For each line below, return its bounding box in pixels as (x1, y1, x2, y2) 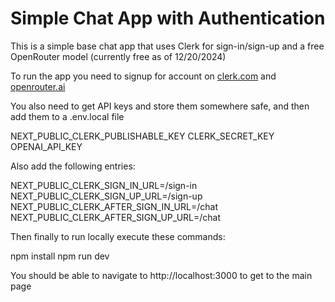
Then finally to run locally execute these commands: (10, 230, 226, 242)
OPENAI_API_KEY (10, 140, 83, 152)
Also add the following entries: (10, 160, 136, 172)
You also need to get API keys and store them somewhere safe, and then (10, 100, 310, 112)
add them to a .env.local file (10, 110, 125, 122)
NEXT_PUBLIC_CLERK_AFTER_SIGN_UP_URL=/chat (10, 211, 222, 223)
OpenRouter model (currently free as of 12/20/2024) (10, 50, 227, 62)
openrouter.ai (10, 80, 66, 92)
